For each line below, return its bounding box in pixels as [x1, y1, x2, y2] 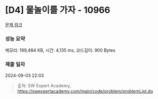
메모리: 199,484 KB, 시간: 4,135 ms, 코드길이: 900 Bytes [5, 47, 116, 53]
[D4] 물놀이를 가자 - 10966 [5, 4, 110, 16]
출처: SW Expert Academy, [17, 82, 71, 89]
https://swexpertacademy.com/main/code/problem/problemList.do [17, 88, 154, 94]
